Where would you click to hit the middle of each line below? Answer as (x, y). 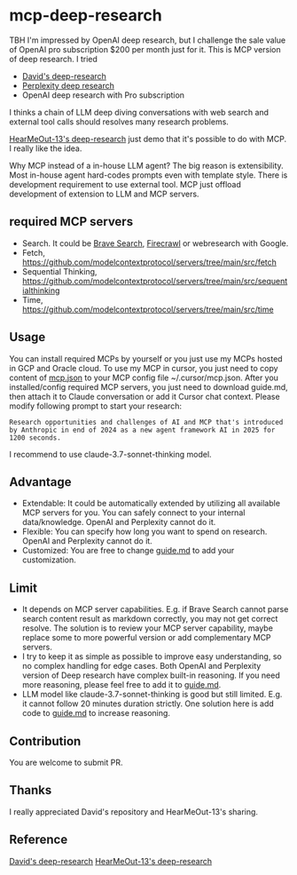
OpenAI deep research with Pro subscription (103, 95)
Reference (39, 840)
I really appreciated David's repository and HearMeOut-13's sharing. (134, 811)
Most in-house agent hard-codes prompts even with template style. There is (148, 175)
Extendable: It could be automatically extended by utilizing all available (151, 504)
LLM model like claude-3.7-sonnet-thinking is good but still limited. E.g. (152, 695)
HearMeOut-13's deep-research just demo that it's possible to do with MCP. (148, 139)
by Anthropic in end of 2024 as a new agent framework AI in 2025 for (142, 430)
